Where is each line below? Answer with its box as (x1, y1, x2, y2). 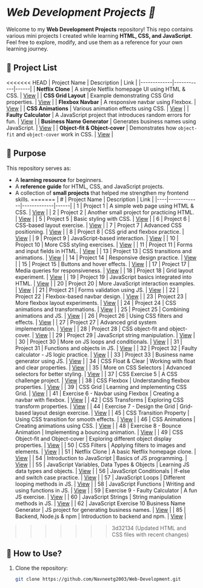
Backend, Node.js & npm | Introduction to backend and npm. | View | (15, 513, 187, 520)
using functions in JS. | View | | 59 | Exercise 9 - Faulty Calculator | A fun (15, 486, 198, 494)
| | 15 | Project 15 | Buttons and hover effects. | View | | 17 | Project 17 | (15, 260, 190, 267)
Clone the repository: (15, 564, 68, 572)
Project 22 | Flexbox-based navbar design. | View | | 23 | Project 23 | (15, 292, 187, 300)
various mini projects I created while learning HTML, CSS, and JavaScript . (6, 32, 193, 39)
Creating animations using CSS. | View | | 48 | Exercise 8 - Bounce (15, 422, 182, 429)
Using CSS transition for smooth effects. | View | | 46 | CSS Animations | (15, 415, 196, 422)
